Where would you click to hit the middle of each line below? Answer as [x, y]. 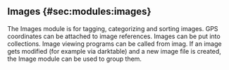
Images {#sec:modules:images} [79, 12]
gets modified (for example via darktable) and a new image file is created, [114, 51]
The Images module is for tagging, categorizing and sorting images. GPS [113, 28]
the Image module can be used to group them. [75, 59]
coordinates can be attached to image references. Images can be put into [114, 36]
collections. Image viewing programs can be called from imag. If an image [114, 43]
